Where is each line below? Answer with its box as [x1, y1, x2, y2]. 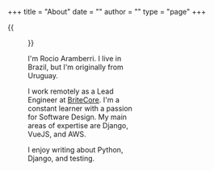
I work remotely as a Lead [27, 86, 114, 96]
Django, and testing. [27, 153, 95, 163]
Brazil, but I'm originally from [27, 62, 124, 72]
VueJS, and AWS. [27, 129, 86, 139]
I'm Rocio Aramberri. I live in [27, 54, 122, 63]
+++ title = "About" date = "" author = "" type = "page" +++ [7, 7, 207, 16]
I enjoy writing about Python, [27, 145, 124, 154]
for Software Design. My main [27, 112, 127, 122]
